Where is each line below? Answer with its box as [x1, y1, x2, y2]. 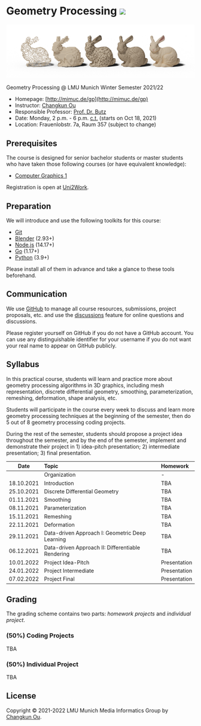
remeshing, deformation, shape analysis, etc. [6, 394, 117, 401]
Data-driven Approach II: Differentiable [44, 544, 141, 551]
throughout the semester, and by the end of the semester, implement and [6, 437, 187, 444]
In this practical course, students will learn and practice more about [6, 375, 172, 382]
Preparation [6, 201, 51, 211]
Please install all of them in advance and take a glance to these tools [6, 265, 175, 273]
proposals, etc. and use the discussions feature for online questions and [6, 311, 184, 318]
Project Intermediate [44, 567, 95, 574]
